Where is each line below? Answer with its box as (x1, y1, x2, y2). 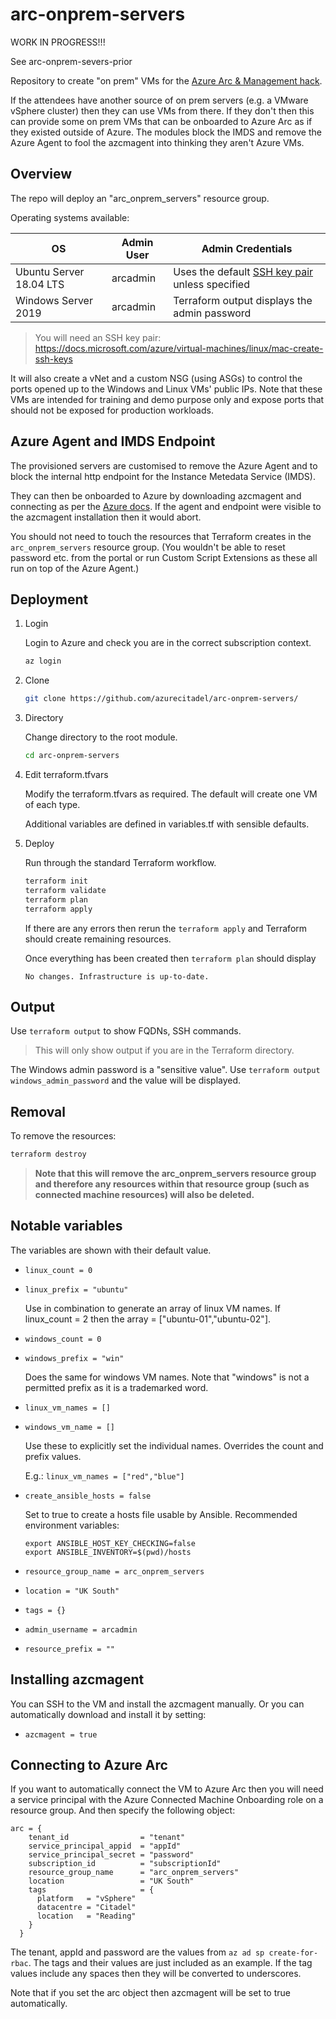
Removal (10, 1103, 66, 1120)
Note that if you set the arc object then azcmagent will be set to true (10, 1987, 291, 1999)
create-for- (268, 1948, 319, 1958)
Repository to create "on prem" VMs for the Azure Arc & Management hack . (10, 74, 323, 87)
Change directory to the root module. (24, 731, 178, 743)
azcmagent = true (24, 1729, 98, 1740)
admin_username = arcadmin (24, 1624, 138, 1635)
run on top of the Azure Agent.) (10, 562, 140, 574)
